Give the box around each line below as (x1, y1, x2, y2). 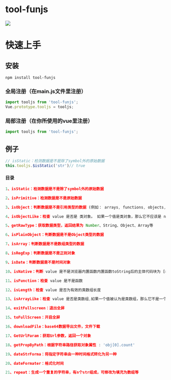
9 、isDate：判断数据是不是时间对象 (5, 259, 71, 265)
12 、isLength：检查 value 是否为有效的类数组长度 (5, 287, 101, 293)
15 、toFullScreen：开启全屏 (5, 315, 60, 320)
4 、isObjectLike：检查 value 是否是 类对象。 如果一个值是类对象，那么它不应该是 (5, 214, 162, 219)
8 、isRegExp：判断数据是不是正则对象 (5, 251, 75, 256)
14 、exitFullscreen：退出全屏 (5, 306, 65, 311)
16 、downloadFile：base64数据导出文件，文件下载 (5, 324, 100, 329)
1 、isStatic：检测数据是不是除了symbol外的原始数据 (5, 186, 104, 191)
